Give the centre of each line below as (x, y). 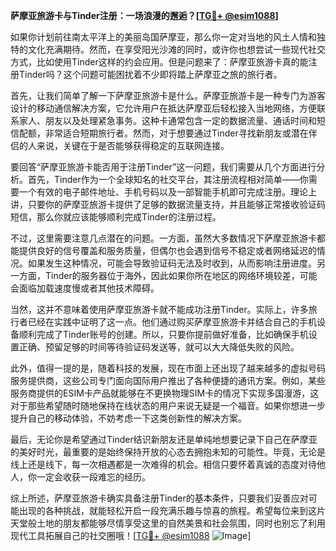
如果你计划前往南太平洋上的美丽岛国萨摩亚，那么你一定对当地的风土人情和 (163, 37)
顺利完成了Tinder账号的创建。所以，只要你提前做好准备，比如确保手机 (163, 334)
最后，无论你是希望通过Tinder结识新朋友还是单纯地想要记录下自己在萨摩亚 (164, 439)
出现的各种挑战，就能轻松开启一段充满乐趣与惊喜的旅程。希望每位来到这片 (172, 510)
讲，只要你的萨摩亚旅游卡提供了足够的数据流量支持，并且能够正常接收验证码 (168, 204)
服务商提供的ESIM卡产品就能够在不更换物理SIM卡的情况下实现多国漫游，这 (165, 393)
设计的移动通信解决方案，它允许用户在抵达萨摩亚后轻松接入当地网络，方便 (163, 108)
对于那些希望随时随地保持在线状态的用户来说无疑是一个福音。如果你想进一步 (168, 405)
